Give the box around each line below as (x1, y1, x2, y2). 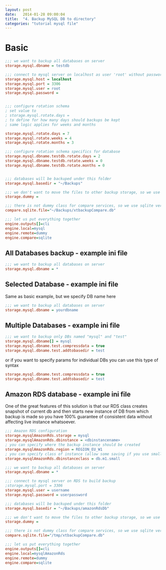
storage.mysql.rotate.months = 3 (5, 140, 74, 145)
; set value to (5, 108, 37, 114)
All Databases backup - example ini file (5, 249, 128, 257)
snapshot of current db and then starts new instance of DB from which (5, 408, 149, 414)
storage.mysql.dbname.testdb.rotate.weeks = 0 (5, 159, 103, 164)
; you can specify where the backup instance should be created (5, 442, 140, 447)
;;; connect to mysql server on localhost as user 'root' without (5, 72, 145, 77)
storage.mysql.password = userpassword (5, 492, 87, 497)
